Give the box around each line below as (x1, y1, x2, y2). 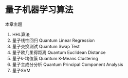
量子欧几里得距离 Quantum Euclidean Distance (12, 49, 106, 55)
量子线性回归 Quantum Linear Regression (12, 37, 95, 43)
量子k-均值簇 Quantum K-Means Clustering (12, 55, 98, 61)
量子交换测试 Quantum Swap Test (12, 43, 80, 49)
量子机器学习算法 (5, 4, 74, 15)
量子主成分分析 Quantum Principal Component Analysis (12, 61, 123, 67)
